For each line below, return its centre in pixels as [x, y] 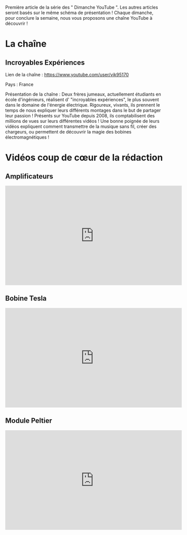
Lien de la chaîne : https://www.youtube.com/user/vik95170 [67, 75]
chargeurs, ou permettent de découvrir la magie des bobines [69, 132]
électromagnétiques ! [27, 137]
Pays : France [19, 84]
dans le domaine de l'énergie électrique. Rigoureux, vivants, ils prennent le [83, 105]
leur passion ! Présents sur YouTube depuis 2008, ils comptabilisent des [80, 116]
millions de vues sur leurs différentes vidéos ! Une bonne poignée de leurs [82, 121]
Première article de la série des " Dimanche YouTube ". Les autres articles [82, 7]
